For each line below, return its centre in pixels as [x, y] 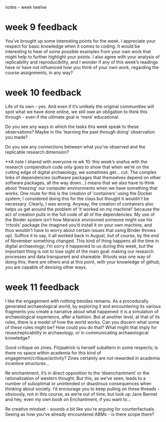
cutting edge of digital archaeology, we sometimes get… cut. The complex [81, 172]
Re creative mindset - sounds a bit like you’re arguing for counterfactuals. [80, 409]
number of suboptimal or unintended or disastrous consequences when [78, 383]
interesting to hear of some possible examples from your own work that [78, 51]
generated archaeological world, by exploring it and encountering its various [83, 306]
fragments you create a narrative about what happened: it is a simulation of [82, 311]
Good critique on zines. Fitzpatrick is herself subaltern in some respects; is [82, 348]
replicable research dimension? [37, 152]
